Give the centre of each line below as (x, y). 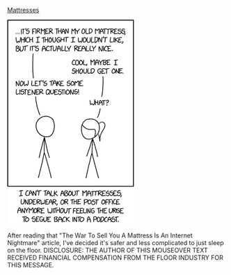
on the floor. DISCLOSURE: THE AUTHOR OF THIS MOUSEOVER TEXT (108, 250)
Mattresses (23, 10)
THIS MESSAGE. (31, 265)
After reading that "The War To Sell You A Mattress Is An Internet (100, 235)
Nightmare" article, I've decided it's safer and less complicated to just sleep (115, 243)
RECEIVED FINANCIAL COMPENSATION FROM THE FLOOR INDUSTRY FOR (115, 258)
